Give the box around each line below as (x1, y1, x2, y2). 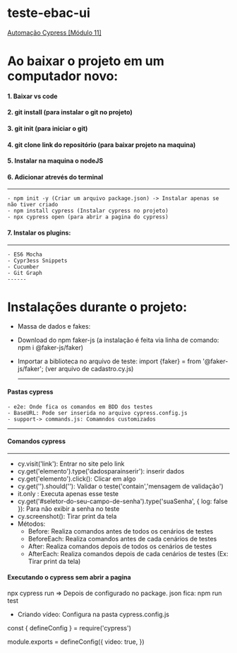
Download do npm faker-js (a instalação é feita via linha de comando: (17, 336, 219, 344)
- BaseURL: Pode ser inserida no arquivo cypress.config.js (7, 409, 188, 416)
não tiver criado (7, 201, 59, 208)
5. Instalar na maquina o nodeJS (7, 157, 104, 165)
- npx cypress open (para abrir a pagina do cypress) (7, 213, 169, 220)
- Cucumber (7, 263, 39, 270)
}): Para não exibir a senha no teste (17, 504, 120, 513)
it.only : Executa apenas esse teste (17, 489, 119, 498)
